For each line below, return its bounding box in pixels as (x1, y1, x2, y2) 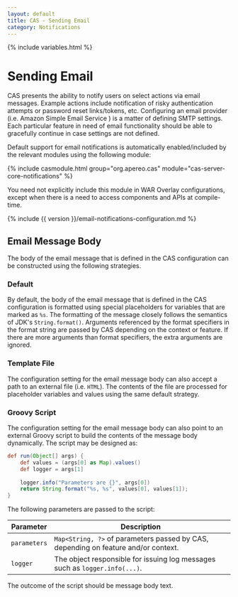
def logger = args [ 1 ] (20, 466, 84, 473)
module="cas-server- (161, 164, 225, 173)
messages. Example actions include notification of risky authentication (7, 99, 214, 107)
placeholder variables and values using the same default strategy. (7, 389, 200, 398)
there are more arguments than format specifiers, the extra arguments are (7, 333, 223, 342)
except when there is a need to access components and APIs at (7, 193, 193, 202)
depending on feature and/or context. (54, 543, 179, 553)
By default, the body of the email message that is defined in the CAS (7, 296, 207, 304)
